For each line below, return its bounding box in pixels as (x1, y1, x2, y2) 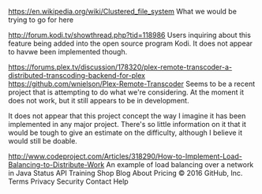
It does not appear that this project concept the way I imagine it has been (8, 111, 246, 121)
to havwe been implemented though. (8, 47, 128, 56)
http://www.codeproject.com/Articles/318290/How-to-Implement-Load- (8, 151, 242, 161)
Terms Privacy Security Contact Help (8, 177, 129, 186)
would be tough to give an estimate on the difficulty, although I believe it (8, 128, 243, 137)
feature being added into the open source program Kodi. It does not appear (8, 39, 253, 48)
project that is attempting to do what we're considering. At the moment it (8, 88, 245, 97)
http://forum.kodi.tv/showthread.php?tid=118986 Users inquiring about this (8, 31, 251, 39)
